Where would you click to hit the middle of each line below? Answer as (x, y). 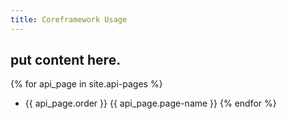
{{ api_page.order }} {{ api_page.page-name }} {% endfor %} (150, 103)
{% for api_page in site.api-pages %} (86, 84)
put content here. (66, 60)
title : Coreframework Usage (69, 19)
